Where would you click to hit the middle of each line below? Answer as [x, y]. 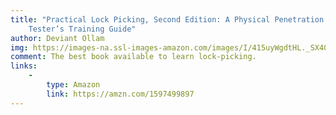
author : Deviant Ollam [57, 38]
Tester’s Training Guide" [82, 29]
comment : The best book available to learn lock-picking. [133, 57]
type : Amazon [73, 85]
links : [24, 66]
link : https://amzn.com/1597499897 [120, 94]
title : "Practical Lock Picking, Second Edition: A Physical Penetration [167, 19]
